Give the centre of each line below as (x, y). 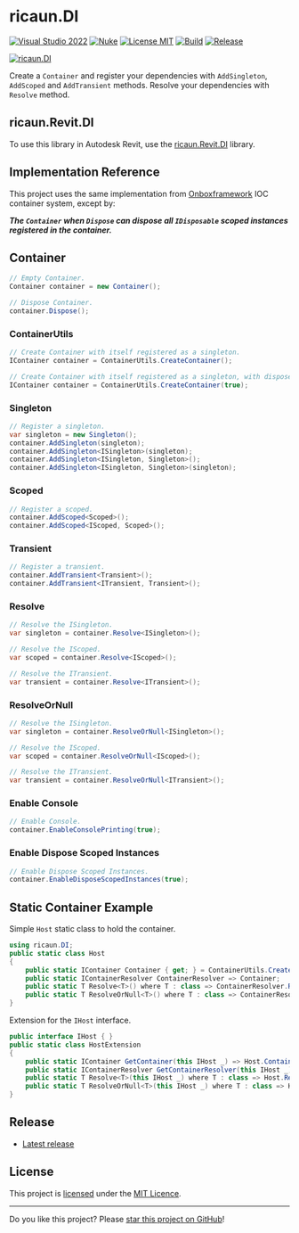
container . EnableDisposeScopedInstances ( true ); (99, 880)
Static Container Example (81, 907)
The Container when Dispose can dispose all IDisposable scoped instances (149, 220)
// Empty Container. (48, 278)
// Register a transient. (57, 567)
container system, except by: (62, 203)
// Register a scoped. (51, 509)
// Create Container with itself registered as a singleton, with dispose (151, 376)
